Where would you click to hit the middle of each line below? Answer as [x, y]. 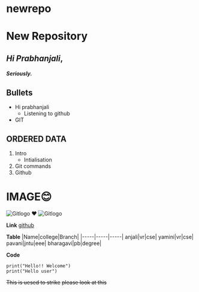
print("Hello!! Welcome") [38, 266]
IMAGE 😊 [29, 197]
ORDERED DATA [37, 139]
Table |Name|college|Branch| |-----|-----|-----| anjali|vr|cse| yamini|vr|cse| [100, 237]
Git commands [33, 166]
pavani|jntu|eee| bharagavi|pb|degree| [54, 243]
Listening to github [47, 114]
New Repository [47, 36]
